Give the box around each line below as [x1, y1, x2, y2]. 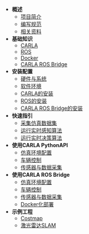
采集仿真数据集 [20, 119, 57, 126]
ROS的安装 [20, 97, 47, 104]
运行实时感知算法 [20, 127, 62, 134]
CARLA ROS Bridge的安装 [20, 105, 83, 112]
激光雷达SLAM [20, 222, 56, 229]
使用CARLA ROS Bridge [11, 171, 70, 178]
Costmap [20, 215, 43, 222]
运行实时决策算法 [20, 134, 62, 141]
